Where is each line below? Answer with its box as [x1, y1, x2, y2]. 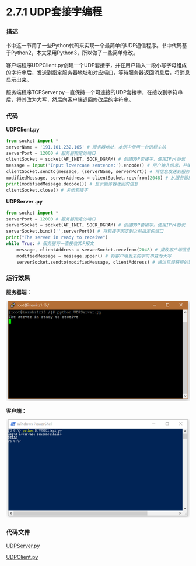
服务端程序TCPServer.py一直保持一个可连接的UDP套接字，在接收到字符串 [6, 89, 183, 96]
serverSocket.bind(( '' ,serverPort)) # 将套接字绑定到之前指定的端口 [6, 229, 164, 234]
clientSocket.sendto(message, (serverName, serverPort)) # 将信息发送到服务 [6, 169, 190, 175]
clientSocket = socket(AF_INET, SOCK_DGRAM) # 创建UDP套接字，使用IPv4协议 [6, 156, 185, 163]
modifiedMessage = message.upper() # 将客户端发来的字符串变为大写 [16, 253, 171, 259]
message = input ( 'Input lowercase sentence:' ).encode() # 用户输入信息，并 [6, 163, 188, 168]
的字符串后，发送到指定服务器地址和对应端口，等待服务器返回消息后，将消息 [6, 69, 190, 76]
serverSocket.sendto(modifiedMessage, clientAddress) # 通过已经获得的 [16, 259, 188, 265]
